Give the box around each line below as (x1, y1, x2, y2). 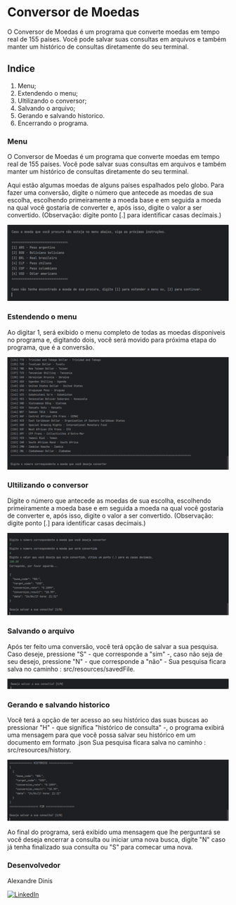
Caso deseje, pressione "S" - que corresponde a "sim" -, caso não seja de (7, 650, 223, 658)
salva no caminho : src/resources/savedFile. (7, 665, 136, 673)
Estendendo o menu (7, 312, 77, 322)
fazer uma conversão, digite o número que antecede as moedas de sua (7, 188, 214, 197)
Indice (7, 63, 35, 75)
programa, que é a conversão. (7, 342, 95, 352)
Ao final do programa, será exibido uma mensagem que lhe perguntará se (7, 828, 221, 837)
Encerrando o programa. (17, 119, 89, 127)
